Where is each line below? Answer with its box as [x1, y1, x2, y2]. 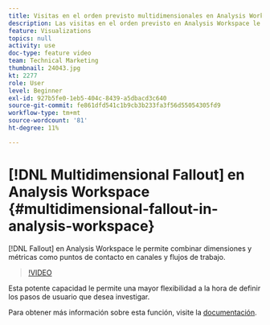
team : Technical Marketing [8, 57, 99, 65]
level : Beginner [8, 86, 63, 95]
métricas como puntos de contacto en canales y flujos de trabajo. [8, 252, 226, 261]
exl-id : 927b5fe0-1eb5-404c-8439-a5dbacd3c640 [8, 94, 167, 102]
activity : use [8, 42, 56, 50]
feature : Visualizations [8, 27, 92, 35]
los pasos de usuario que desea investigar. [8, 291, 150, 302]
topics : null [8, 34, 52, 43]
